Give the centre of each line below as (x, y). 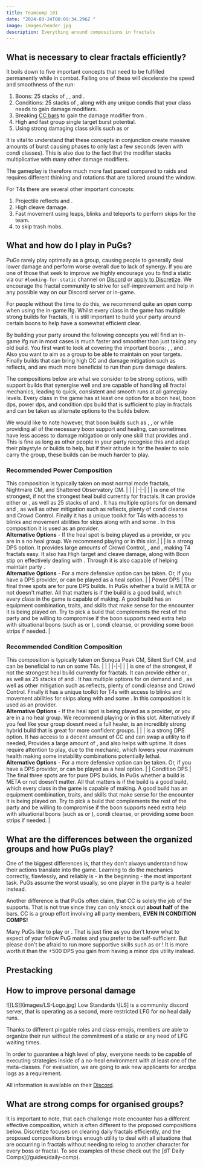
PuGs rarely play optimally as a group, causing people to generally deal (95, 260)
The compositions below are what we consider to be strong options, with (97, 378)
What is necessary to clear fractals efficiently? (96, 57)
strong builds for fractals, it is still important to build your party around (94, 317)
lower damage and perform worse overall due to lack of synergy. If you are (99, 267)
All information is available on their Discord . (60, 1085)
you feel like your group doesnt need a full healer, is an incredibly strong (96, 724)
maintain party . (26, 567)
